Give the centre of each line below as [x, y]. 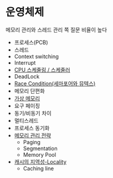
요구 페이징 [27, 106]
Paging [32, 142]
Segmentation [40, 148]
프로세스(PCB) [31, 42]
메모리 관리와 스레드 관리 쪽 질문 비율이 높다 [56, 30]
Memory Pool [40, 154]
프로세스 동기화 [32, 128]
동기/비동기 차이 [33, 113]
